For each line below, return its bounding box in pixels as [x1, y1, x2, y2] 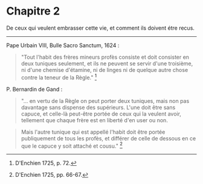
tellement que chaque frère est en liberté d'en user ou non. [21, 116, 168, 123]
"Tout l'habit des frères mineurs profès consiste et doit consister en [21, 53, 189, 61]
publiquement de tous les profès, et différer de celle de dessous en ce [21, 134, 196, 142]
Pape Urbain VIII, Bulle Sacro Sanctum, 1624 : [6, 41, 120, 49]
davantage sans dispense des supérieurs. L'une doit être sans [21, 103, 176, 111]
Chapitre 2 [6, 4, 60, 18]
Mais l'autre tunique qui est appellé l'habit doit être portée [21, 128, 166, 136]
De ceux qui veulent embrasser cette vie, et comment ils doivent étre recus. [6, 24, 195, 31]
